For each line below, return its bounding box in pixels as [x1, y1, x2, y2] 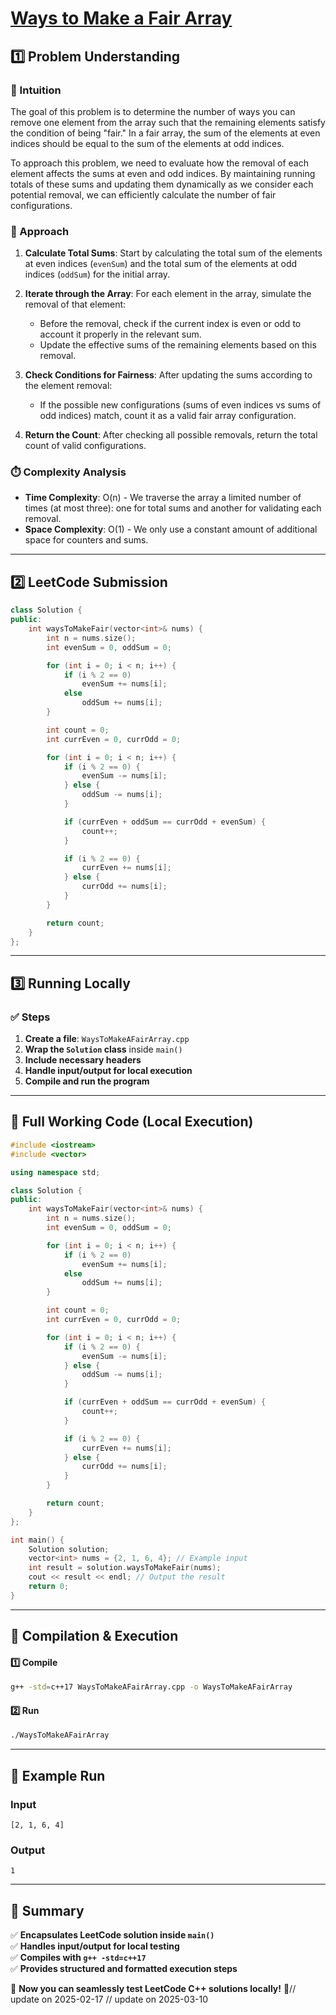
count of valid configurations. [24, 440, 147, 452]
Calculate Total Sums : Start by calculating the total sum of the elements [24, 247, 323, 259]
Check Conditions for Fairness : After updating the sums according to [24, 369, 313, 381]
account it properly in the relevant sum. [39, 328, 202, 341]
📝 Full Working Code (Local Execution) [10, 1113, 254, 1131]
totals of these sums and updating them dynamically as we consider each [10, 178, 314, 190]
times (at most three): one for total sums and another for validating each [24, 502, 322, 514]
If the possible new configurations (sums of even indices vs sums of [39, 399, 322, 411]
